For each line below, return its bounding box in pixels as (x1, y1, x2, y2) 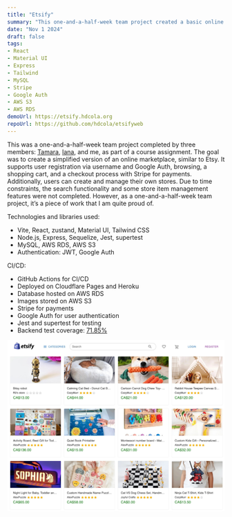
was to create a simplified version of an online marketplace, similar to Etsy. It (7, 155, 225, 163)
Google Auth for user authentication (17, 311, 119, 319)
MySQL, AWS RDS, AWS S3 (17, 241, 96, 249)
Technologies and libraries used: (7, 212, 100, 220)
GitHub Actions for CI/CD (17, 274, 89, 283)
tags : (7, 40, 23, 48)
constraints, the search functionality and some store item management (7, 184, 209, 193)
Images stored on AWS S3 (17, 297, 92, 305)
